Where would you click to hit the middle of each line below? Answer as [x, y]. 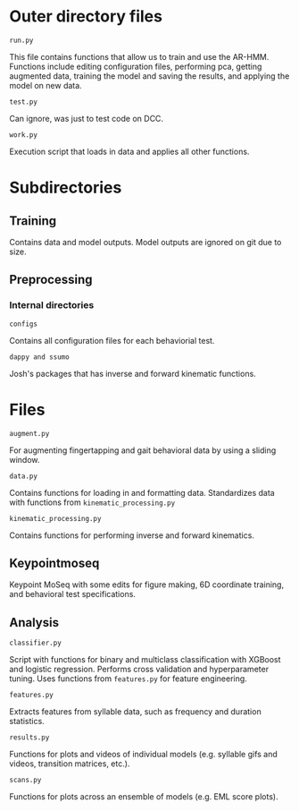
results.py [29, 738]
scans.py [25, 781]
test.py [24, 102]
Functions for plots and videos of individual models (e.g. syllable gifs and [144, 755]
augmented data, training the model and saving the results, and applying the [149, 76]
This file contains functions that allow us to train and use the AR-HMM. [139, 56]
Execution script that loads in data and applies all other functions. [129, 151]
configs [24, 324]
